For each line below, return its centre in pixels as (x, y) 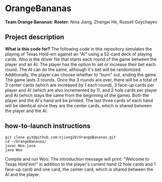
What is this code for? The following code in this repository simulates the (79, 49)
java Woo (14, 150)
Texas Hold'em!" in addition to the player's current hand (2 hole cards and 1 (81, 164)
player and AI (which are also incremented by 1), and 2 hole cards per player (81, 90)
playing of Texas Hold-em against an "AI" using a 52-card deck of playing (79, 54)
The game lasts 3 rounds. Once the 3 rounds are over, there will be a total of (81, 80)
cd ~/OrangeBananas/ (26, 141)
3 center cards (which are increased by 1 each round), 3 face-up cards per (80, 85)
